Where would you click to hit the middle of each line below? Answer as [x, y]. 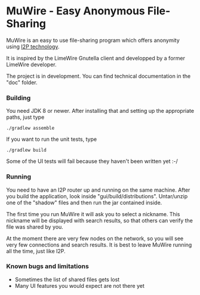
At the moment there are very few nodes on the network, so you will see [95, 238]
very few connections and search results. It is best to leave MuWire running [99, 245]
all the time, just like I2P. [36, 251]
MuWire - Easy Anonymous [76, 11]
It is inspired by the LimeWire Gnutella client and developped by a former [96, 58]
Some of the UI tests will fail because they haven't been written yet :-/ [92, 161]
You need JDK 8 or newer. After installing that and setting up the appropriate [100, 111]
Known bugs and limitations [48, 266]
